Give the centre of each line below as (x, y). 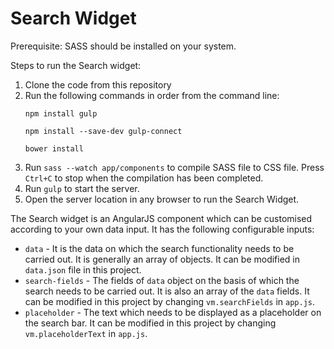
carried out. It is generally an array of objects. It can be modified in (162, 259)
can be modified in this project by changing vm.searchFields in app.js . (170, 301)
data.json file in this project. (83, 269)
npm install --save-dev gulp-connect (103, 131)
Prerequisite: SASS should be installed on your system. (123, 46)
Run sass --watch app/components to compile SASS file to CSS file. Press (174, 167)
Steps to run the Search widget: (76, 65)
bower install (54, 148)
